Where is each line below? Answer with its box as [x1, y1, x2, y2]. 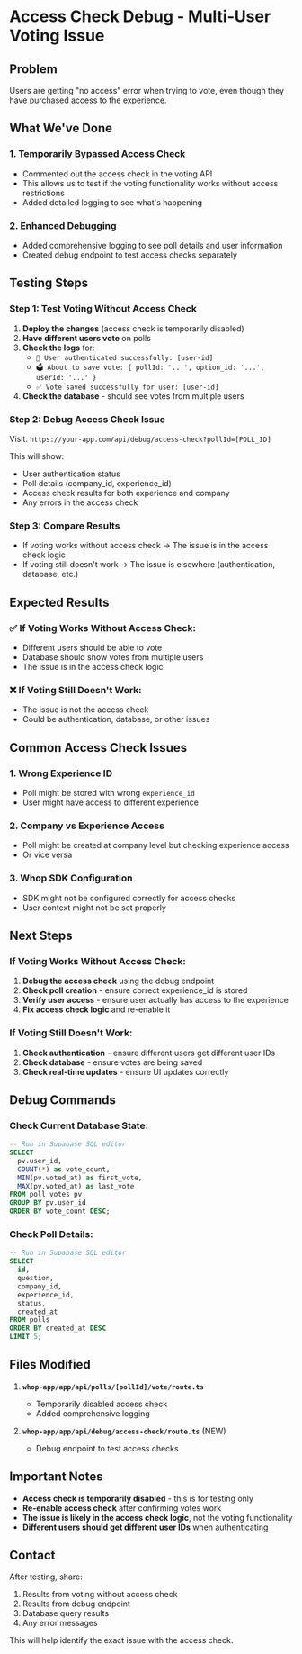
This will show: [9, 450, 65, 461]
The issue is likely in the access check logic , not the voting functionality [22, 1512, 293, 1523]
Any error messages [22, 1618, 98, 1629]
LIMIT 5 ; [9, 1333, 42, 1342]
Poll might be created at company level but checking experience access [22, 840, 289, 851]
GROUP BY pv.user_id [9, 1198, 87, 1207]
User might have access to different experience [22, 797, 200, 808]
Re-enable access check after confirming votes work [22, 1502, 222, 1514]
